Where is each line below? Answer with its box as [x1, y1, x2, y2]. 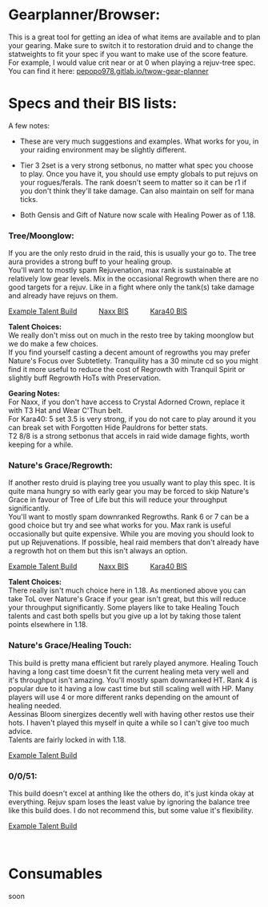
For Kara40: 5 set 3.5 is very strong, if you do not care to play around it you [8, 415, 256, 424]
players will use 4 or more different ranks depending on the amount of [8, 692, 239, 702]
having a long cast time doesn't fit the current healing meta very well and [8, 666, 250, 676]
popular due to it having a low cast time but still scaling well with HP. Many [8, 683, 254, 693]
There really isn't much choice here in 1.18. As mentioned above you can [8, 585, 246, 595]
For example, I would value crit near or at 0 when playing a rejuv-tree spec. [8, 58, 256, 67]
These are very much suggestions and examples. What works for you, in [19, 136, 259, 146]
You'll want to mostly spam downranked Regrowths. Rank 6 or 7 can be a [8, 512, 250, 522]
